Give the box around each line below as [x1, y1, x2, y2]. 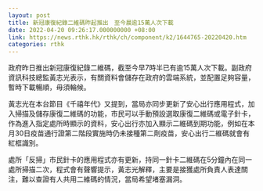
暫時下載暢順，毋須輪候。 [8, 83, 91, 92]
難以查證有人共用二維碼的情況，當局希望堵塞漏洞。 [21, 175, 186, 184]
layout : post [8, 11, 51, 20]
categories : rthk [8, 41, 65, 49]
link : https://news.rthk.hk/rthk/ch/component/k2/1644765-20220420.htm [8, 33, 247, 41]
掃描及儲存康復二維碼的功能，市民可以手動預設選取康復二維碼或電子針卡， [14, 109, 255, 118]
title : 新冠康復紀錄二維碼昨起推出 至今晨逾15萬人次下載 [8, 19, 174, 27]
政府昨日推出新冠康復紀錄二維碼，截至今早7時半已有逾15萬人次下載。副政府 [8, 63, 252, 73]
